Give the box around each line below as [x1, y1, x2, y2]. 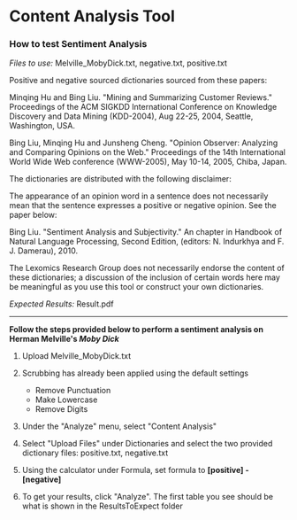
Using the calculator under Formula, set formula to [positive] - [21, 465, 249, 476]
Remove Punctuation [34, 385, 111, 396]
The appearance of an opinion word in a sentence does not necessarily [9, 190, 269, 201]
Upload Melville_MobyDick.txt [21, 351, 131, 361]
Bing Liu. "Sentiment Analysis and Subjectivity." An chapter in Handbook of [9, 227, 283, 237]
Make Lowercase [34, 394, 98, 405]
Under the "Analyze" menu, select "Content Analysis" [21, 421, 217, 431]
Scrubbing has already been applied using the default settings [21, 368, 249, 378]
